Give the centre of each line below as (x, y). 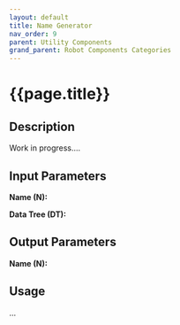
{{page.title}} (60, 94)
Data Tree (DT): (38, 214)
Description (42, 126)
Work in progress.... (45, 148)
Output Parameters (63, 242)
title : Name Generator (51, 26)
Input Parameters (58, 176)
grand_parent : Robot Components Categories (90, 50)
